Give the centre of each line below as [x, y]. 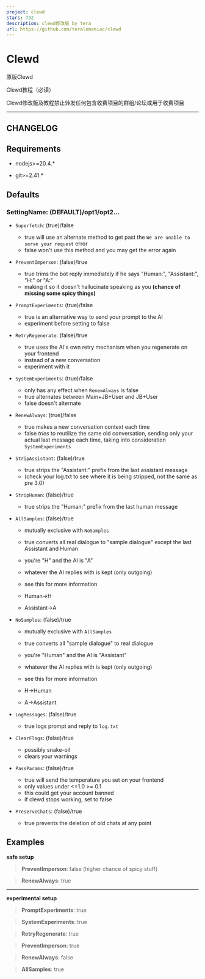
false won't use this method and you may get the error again [100, 250]
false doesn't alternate [52, 403]
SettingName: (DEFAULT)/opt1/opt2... [63, 212]
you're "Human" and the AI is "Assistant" [75, 655]
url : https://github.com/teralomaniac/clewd [64, 29]
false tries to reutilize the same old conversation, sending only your [109, 434]
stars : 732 [20, 18]
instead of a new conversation [62, 360]
